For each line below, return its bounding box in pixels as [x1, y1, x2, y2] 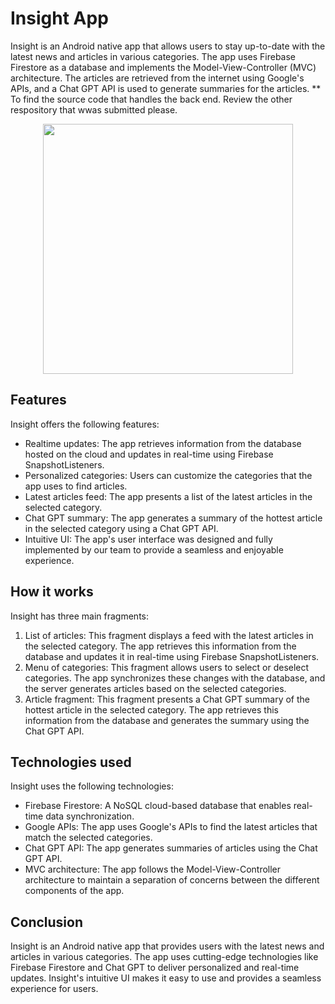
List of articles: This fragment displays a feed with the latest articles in [24, 629, 314, 641]
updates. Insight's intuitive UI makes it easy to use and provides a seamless [10, 972, 322, 984]
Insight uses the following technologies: [10, 780, 174, 792]
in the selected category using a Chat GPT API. [24, 522, 219, 534]
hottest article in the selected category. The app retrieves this [24, 703, 279, 716]
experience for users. [10, 983, 99, 995]
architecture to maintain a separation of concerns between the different [24, 874, 320, 886]
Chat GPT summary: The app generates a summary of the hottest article [24, 512, 323, 524]
